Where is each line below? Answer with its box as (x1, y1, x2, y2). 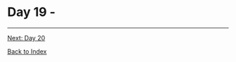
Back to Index (7, 47, 47, 56)
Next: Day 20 (7, 33, 46, 42)
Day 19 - (7, 4, 56, 20)
